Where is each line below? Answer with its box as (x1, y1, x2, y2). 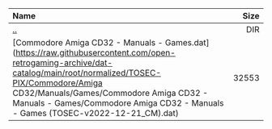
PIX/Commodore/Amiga (12, 77, 103, 88)
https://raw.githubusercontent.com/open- (15, 48, 176, 58)
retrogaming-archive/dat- (12, 57, 113, 68)
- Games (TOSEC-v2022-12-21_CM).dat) (12, 108, 180, 119)
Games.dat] (164, 37, 210, 48)
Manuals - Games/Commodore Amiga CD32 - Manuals (12, 98, 224, 108)
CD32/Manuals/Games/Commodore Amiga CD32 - (12, 88, 209, 98)
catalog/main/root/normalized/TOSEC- (12, 68, 162, 78)
